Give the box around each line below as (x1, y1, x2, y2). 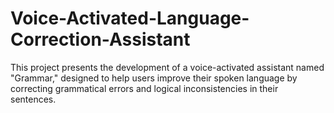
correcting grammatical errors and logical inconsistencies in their (10, 82, 279, 94)
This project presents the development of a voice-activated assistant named (10, 61, 325, 73)
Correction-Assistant (10, 28, 191, 51)
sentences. (10, 93, 57, 105)
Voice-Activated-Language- (10, 7, 250, 30)
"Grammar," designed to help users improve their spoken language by (10, 72, 298, 84)
